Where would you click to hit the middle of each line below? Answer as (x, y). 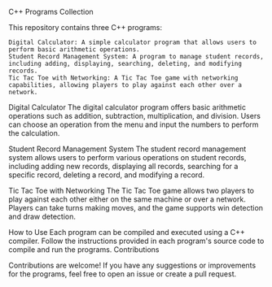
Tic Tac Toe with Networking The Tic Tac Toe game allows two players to (132, 191)
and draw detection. (42, 216)
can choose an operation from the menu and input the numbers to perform (134, 124)
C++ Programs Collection (51, 12)
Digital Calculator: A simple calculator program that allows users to (132, 42)
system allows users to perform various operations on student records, (127, 157)
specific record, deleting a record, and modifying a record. (107, 175)
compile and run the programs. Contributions (84, 250)
